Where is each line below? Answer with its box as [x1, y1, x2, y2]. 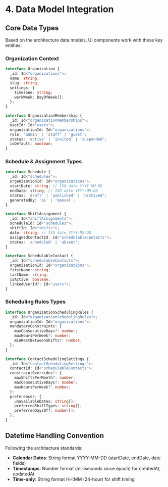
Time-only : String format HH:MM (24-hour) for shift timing [12, 476, 135, 482]
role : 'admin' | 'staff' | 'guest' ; [10, 132, 87, 137]
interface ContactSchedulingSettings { [5, 356, 89, 362]
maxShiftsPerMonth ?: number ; [14, 375, 76, 380]
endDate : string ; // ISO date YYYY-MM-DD [10, 188, 98, 193]
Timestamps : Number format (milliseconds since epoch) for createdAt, [12, 465, 161, 471]
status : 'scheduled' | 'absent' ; [10, 239, 80, 245]
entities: [5, 42, 22, 48]
